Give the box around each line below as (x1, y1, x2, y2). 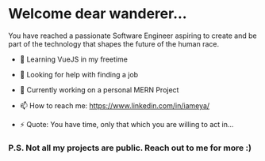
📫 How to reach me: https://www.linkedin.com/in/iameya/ (19, 100, 210, 110)
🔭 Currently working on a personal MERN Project (19, 84, 179, 95)
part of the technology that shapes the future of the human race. (8, 39, 220, 48)
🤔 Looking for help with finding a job (19, 69, 139, 79)
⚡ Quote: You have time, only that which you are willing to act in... (19, 119, 234, 129)
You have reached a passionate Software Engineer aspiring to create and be (8, 31, 257, 40)
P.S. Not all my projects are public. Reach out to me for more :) (8, 142, 252, 153)
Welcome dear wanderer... (8, 5, 188, 23)
